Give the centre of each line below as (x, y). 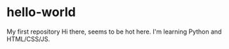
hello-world (41, 12)
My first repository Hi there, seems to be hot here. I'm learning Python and (114, 31)
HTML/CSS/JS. (28, 38)
